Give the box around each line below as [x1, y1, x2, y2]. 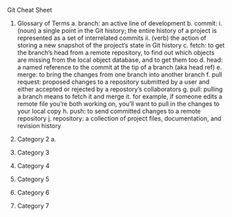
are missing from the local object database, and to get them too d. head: [17, 56, 223, 64]
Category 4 [17, 162, 50, 169]
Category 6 [17, 189, 50, 196]
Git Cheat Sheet [7, 6, 52, 14]
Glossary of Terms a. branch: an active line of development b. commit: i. [17, 19, 222, 27]
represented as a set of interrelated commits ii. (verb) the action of [17, 34, 207, 42]
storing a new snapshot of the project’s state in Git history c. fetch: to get [17, 41, 225, 49]
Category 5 [17, 175, 50, 183]
